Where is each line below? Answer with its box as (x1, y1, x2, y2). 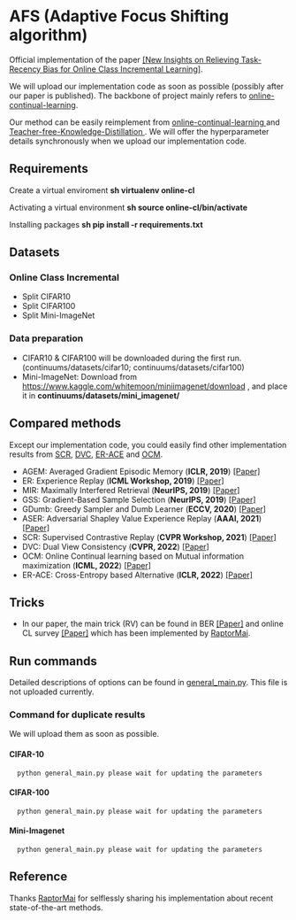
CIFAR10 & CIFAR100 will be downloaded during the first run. (21, 352, 242, 363)
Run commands (9, 653, 97, 669)
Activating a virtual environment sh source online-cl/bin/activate (9, 202, 248, 213)
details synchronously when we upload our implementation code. (9, 135, 247, 146)
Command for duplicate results (9, 708, 146, 721)
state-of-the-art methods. (9, 901, 103, 913)
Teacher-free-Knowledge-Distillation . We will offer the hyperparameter (9, 126, 269, 136)
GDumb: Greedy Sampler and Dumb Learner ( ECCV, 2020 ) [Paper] (21, 503, 267, 514)
